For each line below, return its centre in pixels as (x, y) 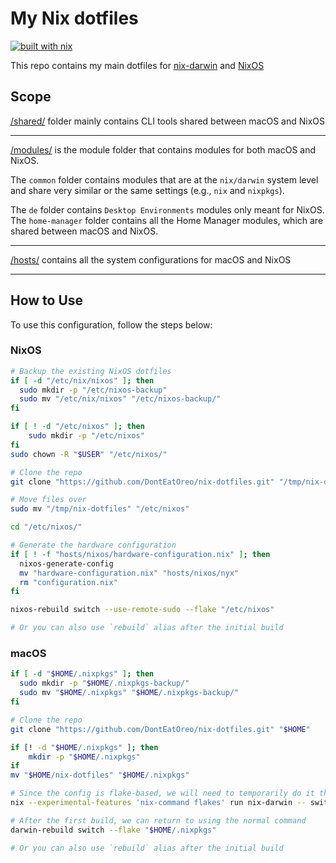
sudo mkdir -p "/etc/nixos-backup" (93, 390)
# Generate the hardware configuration (93, 545)
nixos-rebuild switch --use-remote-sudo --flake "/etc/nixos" (142, 610)
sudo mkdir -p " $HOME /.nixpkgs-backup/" (104, 683)
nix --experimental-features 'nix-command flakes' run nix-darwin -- (158, 803)
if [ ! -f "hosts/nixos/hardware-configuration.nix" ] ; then (140, 554)
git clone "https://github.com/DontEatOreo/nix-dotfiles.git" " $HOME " (160, 729)
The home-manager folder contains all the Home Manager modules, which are (167, 220)
